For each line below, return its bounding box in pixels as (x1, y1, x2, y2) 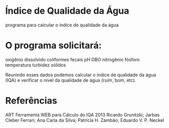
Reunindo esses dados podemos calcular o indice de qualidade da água (5, 72, 156, 78)
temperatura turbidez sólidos (5, 61, 66, 68)
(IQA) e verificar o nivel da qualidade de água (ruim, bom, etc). (5, 77, 136, 83)
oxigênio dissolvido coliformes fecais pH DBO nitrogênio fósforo (5, 56, 140, 62)
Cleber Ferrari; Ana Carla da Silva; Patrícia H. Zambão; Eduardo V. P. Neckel (5, 117, 164, 123)
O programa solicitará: (5, 40, 102, 51)
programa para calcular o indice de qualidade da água (5, 22, 119, 28)
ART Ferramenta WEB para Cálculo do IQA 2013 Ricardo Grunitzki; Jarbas (5, 112, 160, 118)
